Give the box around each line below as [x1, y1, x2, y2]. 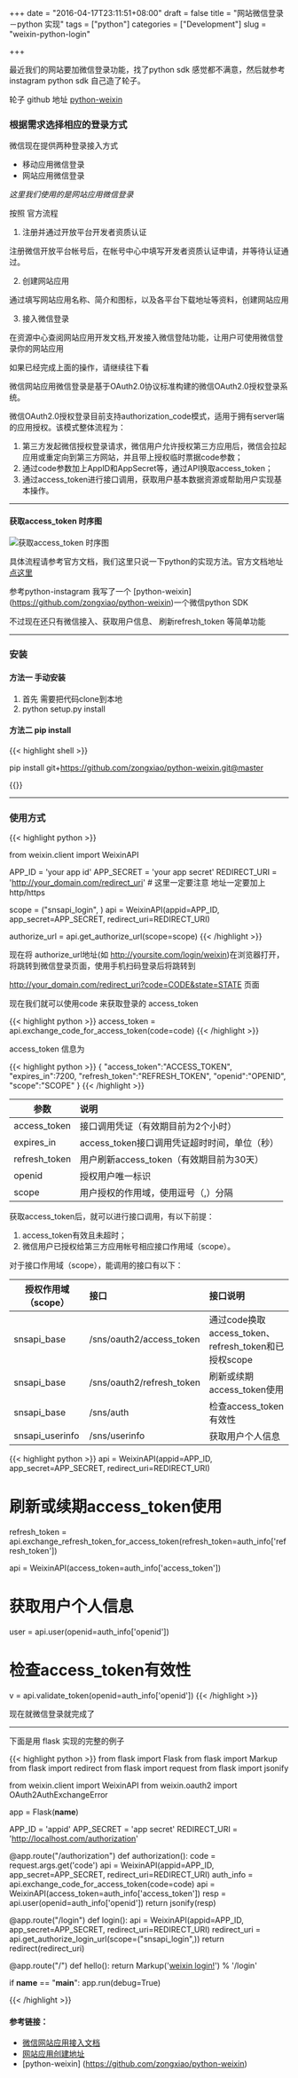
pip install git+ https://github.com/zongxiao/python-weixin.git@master [9, 762, 264, 773]
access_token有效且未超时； [21, 1230, 127, 1240]
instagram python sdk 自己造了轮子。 [9, 75, 145, 86]
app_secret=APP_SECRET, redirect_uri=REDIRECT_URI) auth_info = [9, 1869, 254, 1879]
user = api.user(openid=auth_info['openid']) [9, 1626, 170, 1637]
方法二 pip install [9, 725, 72, 736]
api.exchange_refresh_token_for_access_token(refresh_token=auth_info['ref [9, 1536, 286, 1547]
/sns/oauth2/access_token [89, 1334, 200, 1346]
